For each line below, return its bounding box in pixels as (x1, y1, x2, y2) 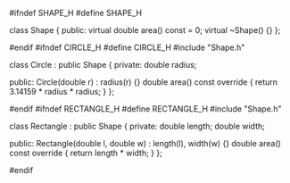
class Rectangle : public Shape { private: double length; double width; (9, 121, 265, 131)
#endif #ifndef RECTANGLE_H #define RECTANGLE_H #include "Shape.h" (9, 104, 282, 114)
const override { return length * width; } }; (9, 147, 162, 158)
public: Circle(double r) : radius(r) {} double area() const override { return (9, 77, 278, 87)
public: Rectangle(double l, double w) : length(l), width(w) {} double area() (9, 138, 281, 148)
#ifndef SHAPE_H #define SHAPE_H (9, 8, 143, 18)
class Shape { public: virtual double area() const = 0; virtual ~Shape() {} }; (9, 25, 281, 35)
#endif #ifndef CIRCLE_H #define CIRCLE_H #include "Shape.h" (9, 42, 245, 53)
